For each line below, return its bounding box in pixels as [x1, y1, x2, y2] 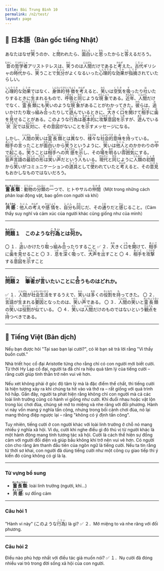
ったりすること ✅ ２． [65, 244, 111, 250]
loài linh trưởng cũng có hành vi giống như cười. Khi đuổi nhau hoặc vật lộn [5, 396, 156, 402]
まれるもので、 [35, 95, 65, 101]
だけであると [92, 63, 118, 69]
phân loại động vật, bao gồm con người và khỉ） [5, 192, 102, 199]
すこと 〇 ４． [105, 251, 134, 257]
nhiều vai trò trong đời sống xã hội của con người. [5, 560, 105, 567]
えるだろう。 [128, 51, 154, 57]
